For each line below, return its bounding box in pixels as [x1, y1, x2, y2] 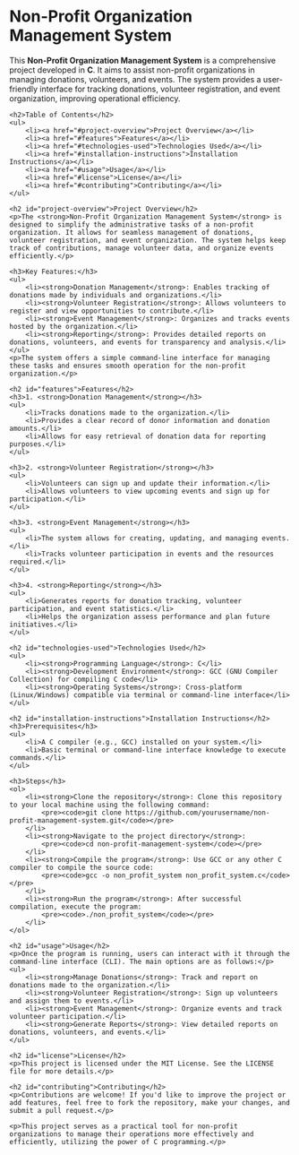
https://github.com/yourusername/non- [124, 808, 270, 817]
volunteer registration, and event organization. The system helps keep [9, 236, 286, 245]
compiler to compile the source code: [9, 863, 154, 872]
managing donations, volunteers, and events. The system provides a [9, 73, 261, 84]
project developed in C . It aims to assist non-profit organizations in [9, 65, 255, 75]
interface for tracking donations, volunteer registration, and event [39, 83, 280, 94]
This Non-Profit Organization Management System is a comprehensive [9, 55, 276, 65]
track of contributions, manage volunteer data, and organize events [9, 244, 275, 253]
